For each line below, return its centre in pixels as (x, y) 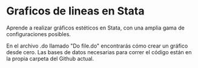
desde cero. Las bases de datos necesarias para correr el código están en (99, 52)
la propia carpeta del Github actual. (50, 58)
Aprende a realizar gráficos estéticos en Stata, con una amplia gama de (95, 28)
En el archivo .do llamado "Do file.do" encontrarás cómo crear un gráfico (97, 46)
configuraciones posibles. (39, 34)
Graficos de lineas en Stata (75, 11)
